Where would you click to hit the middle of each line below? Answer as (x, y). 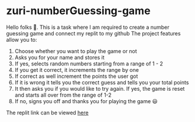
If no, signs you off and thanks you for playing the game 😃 (86, 101)
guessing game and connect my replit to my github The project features (94, 33)
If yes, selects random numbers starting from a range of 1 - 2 (89, 64)
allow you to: (22, 39)
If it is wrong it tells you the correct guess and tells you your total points (102, 82)
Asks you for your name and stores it (59, 57)
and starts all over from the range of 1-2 (63, 95)
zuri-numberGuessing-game (78, 11)
